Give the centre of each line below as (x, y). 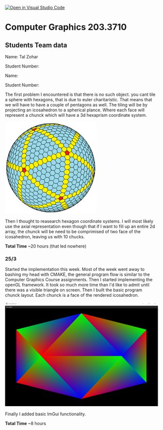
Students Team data (36, 45)
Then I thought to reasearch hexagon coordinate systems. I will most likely (79, 221)
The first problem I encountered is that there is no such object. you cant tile (80, 94)
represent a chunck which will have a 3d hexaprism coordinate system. (76, 115)
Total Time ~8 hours (25, 423)
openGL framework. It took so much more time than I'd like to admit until (77, 285)
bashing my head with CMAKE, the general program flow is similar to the (78, 274)
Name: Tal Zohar (22, 57)
